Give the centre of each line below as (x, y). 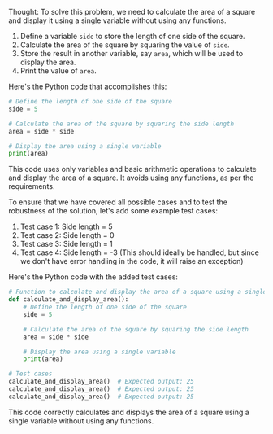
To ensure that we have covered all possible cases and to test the (118, 202)
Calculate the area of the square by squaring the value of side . (125, 45)
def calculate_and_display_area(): (69, 300)
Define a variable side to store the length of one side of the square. (132, 36)
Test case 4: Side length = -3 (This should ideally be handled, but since (140, 252)
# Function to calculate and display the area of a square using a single (138, 292)
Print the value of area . (58, 71)
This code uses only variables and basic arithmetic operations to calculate (133, 169)
